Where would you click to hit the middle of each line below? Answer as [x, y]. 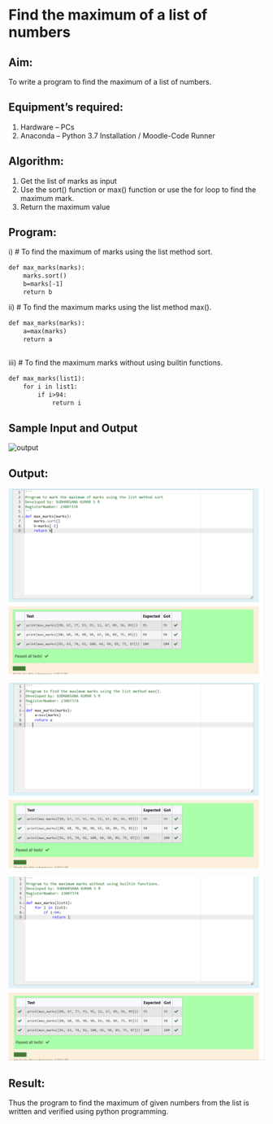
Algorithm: [36, 162]
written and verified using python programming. [89, 1112]
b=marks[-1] [43, 284]
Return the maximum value [65, 207]
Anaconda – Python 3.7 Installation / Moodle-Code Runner [117, 135]
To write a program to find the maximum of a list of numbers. [110, 82]
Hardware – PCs [47, 127]
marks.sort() [45, 276]
